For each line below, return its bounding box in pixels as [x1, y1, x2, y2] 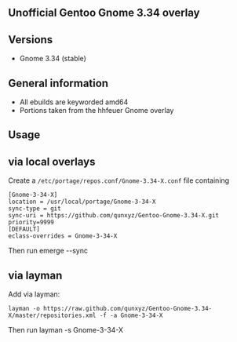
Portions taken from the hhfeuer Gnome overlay [19, 106, 174, 115]
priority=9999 [8, 219, 55, 227]
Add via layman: [8, 289, 60, 299]
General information [8, 76, 108, 89]
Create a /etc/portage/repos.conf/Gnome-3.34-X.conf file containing [8, 176, 230, 185]
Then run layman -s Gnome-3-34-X [8, 326, 124, 335]
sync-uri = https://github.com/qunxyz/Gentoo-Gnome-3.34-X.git [8, 212, 220, 220]
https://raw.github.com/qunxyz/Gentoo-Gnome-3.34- [42, 305, 213, 313]
